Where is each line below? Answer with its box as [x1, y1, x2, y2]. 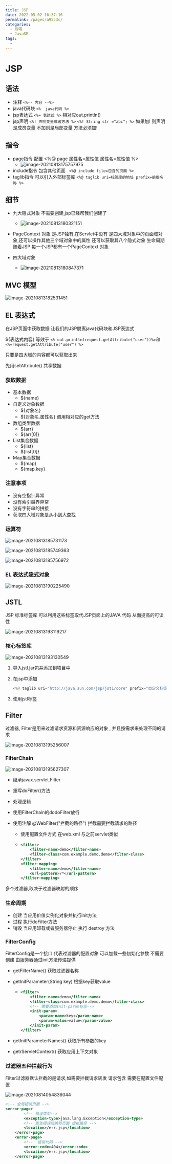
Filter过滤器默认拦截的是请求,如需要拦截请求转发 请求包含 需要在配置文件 [5, 1075, 159, 1081]
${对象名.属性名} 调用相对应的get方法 [20, 414, 100, 420]
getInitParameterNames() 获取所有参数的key [12, 1037, 106, 1044]
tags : [5, 36, 17, 41]
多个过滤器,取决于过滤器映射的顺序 [5, 886, 79, 892]
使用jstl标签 [12, 696, 37, 702]
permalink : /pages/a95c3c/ [5, 17, 63, 22]
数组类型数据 [12, 420, 40, 426]
